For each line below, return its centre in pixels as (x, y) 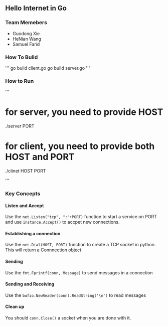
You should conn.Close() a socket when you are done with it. (68, 318)
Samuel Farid (26, 44)
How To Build (22, 57)
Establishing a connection (33, 233)
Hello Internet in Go (36, 8)
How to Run (20, 81)
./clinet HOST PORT (26, 171)
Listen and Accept (25, 206)
